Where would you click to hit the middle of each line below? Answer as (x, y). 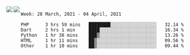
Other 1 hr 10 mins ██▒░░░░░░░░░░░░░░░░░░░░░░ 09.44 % (102, 46)
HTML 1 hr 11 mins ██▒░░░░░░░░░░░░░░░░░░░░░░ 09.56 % (102, 40)
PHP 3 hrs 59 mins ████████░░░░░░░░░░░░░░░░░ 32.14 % (102, 25)
